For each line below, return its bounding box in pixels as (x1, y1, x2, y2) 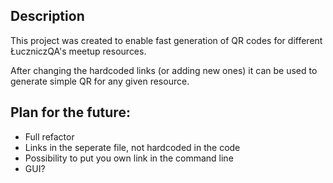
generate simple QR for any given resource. (10, 75, 190, 87)
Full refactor (24, 130, 75, 143)
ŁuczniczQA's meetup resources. (10, 45, 147, 57)
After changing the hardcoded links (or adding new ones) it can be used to (10, 64, 318, 76)
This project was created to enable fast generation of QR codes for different (10, 34, 323, 46)
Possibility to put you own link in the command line (24, 152, 234, 164)
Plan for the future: (10, 104, 131, 121)
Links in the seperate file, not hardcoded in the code (24, 141, 241, 153)
